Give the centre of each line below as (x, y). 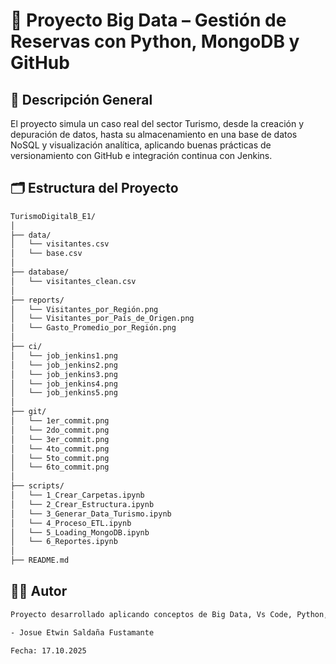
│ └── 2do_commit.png (60, 430)
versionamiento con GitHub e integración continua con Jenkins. (141, 155)
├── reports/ (37, 300)
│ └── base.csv (46, 254)
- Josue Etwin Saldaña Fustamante (82, 632)
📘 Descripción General (81, 99)
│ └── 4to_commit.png (60, 449)
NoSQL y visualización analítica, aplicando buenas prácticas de (141, 145)
